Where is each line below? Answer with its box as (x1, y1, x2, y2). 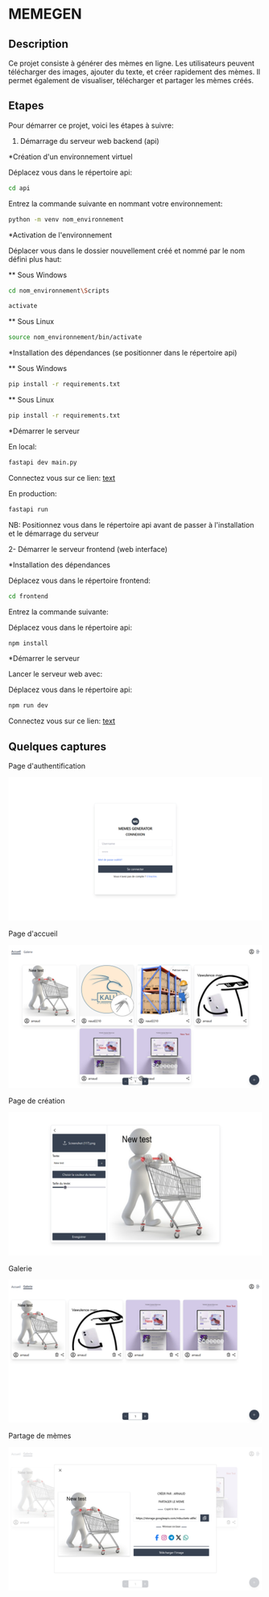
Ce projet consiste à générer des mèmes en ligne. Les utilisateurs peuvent (8, 58, 255, 68)
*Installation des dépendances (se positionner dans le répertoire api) (8, 348, 238, 358)
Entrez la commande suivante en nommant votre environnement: (8, 199, 223, 209)
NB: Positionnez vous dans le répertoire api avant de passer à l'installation (8, 520, 255, 529)
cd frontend (8, 592, 48, 600)
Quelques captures (8, 740, 107, 753)
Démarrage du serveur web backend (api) (19, 136, 159, 145)
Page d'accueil (8, 929, 58, 938)
